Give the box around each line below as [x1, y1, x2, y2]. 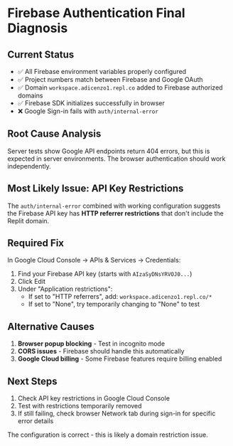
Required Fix [7, 237, 65, 250]
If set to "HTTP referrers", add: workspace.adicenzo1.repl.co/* [28, 292, 212, 301]
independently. [7, 161, 51, 170]
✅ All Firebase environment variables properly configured [17, 68, 187, 75]
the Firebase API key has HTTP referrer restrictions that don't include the [7, 208, 224, 218]
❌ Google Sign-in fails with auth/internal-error [17, 107, 158, 115]
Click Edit [17, 277, 46, 286]
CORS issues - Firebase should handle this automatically [17, 347, 185, 356]
